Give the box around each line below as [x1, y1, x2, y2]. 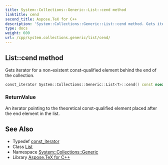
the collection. [5, 72, 34, 78]
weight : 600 [5, 30, 30, 35]
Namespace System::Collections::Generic [12, 148, 98, 155]
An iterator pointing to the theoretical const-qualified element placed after [5, 105, 157, 111]
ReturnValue [5, 93, 36, 100]
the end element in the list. [5, 110, 60, 116]
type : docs [5, 26, 28, 31]
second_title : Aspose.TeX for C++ [5, 16, 77, 21]
